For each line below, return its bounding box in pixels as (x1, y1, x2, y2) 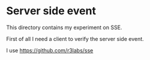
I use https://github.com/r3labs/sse (6, 46, 94, 54)
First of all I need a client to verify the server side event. (6, 35, 144, 42)
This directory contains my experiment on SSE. (6, 24, 122, 31)
